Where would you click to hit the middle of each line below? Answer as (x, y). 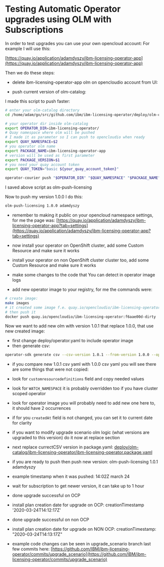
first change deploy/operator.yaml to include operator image (72, 341)
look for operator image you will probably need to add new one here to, (84, 403)
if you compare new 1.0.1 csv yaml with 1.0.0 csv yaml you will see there (84, 364)
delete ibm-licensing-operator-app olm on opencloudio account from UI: (85, 82)
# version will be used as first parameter (50, 155)
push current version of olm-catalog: (49, 92)
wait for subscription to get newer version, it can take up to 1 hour (78, 486)
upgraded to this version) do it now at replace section (66, 438)
